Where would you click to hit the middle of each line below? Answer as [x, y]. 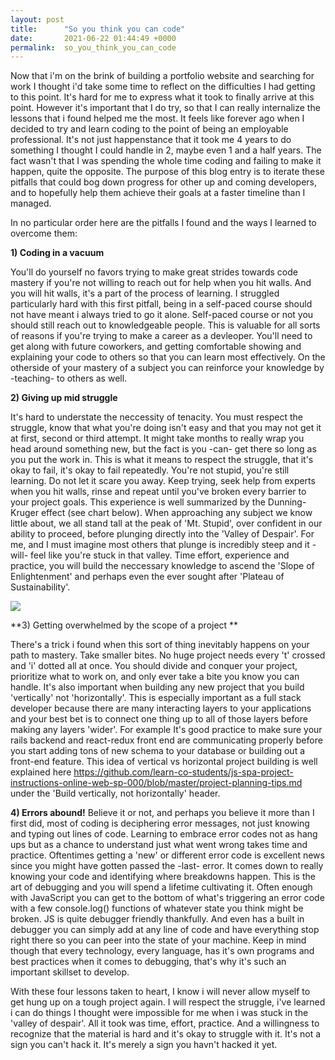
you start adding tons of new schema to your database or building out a [158, 751]
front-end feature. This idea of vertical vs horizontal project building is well [164, 762]
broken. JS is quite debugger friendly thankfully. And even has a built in [157, 919]
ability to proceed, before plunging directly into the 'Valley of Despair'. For [162, 534]
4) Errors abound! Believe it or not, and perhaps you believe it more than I [162, 813]
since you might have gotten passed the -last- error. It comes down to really [167, 866]
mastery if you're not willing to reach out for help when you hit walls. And [161, 283]
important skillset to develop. [70, 972]
